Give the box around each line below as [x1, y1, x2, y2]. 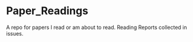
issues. [6, 30, 24, 37]
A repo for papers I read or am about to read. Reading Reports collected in [6, 24, 188, 31]
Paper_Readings [6, 4, 89, 18]
